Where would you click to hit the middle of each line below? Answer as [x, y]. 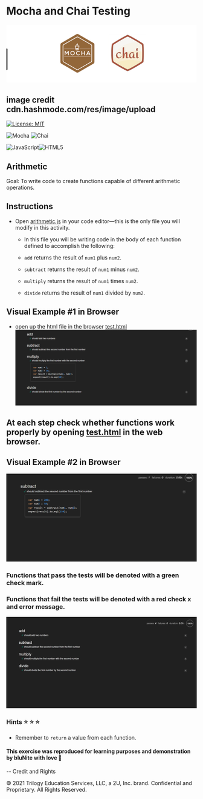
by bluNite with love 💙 [34, 758]
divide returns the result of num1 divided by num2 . [84, 293]
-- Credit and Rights [31, 771]
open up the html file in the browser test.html [71, 326]
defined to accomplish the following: [69, 246]
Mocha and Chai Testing [69, 11]
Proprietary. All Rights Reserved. [47, 790]
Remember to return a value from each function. [76, 737]
